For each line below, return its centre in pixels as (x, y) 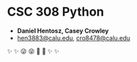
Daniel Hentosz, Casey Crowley (63, 31)
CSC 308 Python (56, 12)
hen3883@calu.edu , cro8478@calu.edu (74, 37)
